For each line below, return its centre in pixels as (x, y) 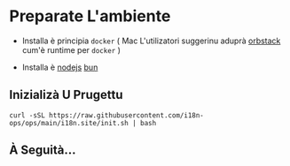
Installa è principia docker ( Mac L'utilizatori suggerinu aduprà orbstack (151, 41)
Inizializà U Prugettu (66, 95)
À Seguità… (43, 151)
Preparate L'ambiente (90, 16)
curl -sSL (27, 115)
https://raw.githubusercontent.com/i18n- (126, 115)
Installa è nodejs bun (60, 67)
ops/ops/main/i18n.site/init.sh (69, 123)
